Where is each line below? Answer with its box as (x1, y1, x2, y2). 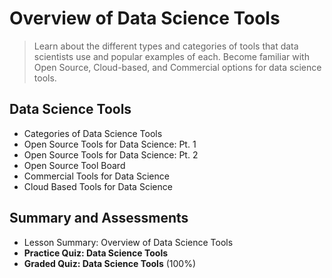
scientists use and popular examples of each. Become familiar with (33, 50, 310, 62)
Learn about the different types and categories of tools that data (33, 40, 299, 52)
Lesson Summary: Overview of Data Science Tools (23, 236, 234, 248)
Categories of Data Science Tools (23, 127, 163, 139)
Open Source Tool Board (23, 159, 126, 171)
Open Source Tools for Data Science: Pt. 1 (23, 138, 197, 150)
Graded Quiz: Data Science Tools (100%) (23, 257, 196, 269)
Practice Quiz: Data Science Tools (23, 247, 169, 259)
